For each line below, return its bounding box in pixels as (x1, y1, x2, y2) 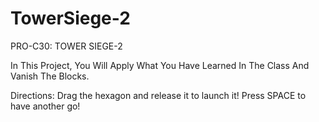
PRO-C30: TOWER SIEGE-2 (10, 40, 123, 52)
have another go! (10, 100, 81, 112)
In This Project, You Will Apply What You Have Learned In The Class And (10, 59, 310, 71)
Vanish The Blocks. (10, 70, 90, 82)
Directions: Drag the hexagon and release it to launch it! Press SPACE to (10, 89, 307, 101)
